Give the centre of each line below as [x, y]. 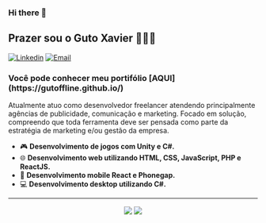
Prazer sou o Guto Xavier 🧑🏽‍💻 [82, 38]
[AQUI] [162, 78]
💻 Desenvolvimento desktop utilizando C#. [93, 184]
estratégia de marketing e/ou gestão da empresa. [89, 131]
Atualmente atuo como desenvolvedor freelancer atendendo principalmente [132, 106]
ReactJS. [35, 167]
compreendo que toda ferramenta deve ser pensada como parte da [118, 122]
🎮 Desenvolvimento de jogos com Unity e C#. [97, 147]
